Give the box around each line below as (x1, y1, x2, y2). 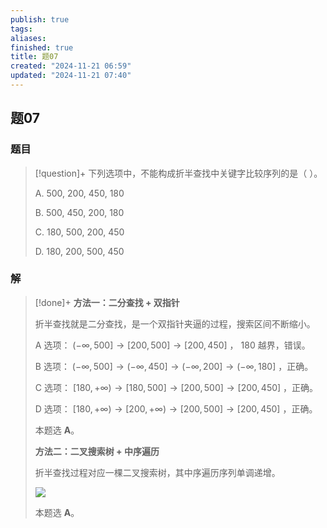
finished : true (10, 42, 74, 53)
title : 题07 (10, 52, 59, 62)
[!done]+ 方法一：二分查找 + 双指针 (34, 296, 180, 308)
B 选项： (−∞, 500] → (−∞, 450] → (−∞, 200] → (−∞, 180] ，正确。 (34, 360, 314, 372)
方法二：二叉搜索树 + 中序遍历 (34, 445, 160, 457)
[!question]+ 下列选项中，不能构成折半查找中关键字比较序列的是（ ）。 (34, 167, 323, 179)
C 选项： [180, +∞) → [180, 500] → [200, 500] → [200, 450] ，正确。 (34, 381, 319, 393)
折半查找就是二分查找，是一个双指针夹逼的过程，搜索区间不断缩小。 (34, 317, 316, 330)
